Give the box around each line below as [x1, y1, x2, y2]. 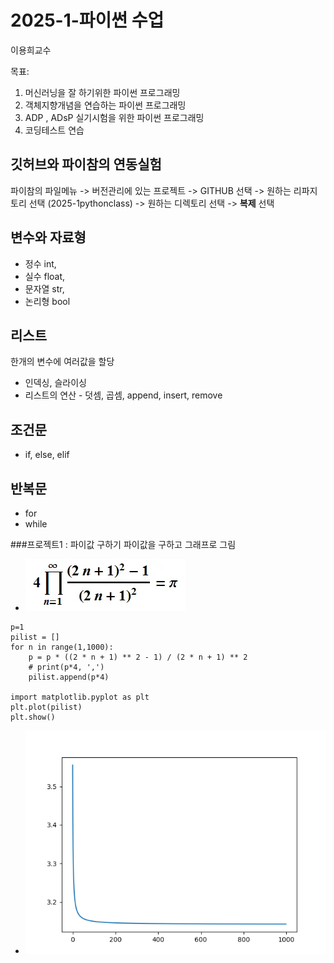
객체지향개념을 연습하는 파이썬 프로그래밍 [24, 99, 187, 111]
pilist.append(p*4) [28, 672, 110, 682]
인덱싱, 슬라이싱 [24, 377, 87, 389]
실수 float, [24, 270, 66, 282]
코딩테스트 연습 [24, 124, 85, 136]
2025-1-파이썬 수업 [10, 9, 165, 32]
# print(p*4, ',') [28, 662, 105, 672]
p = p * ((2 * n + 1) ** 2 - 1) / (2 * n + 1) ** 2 [28, 652, 248, 662]
